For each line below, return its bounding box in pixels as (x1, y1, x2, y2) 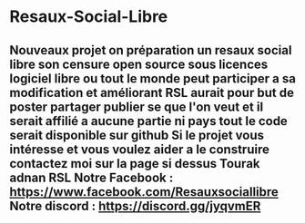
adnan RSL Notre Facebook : (9, 170, 174, 185)
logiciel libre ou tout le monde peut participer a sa (9, 71, 296, 86)
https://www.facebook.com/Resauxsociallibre (9, 184, 280, 199)
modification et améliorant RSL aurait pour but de (9, 84, 294, 101)
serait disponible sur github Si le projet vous (9, 127, 265, 142)
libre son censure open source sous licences (9, 56, 269, 72)
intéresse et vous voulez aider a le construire (9, 141, 270, 157)
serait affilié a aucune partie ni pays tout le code (9, 113, 289, 129)
